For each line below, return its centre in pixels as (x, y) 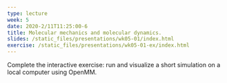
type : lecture (28, 13)
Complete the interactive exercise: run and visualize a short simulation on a (114, 65)
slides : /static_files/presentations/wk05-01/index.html (91, 39)
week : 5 (18, 20)
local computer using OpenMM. (52, 72)
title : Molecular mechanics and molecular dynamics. (85, 33)
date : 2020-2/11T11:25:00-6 (48, 26)
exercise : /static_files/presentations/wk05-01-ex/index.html (98, 45)
